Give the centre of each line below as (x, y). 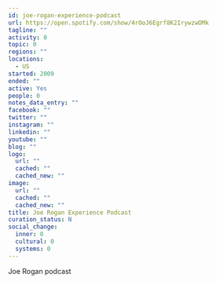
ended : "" (24, 81)
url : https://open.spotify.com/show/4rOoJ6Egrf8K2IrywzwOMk (109, 23)
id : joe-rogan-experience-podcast (65, 15)
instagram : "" (31, 125)
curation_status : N (40, 220)
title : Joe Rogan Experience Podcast (70, 213)
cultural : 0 (35, 242)
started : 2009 (31, 74)
